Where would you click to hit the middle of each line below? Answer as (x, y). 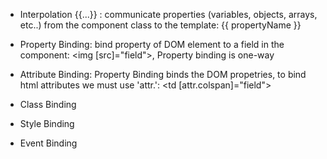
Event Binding (48, 143)
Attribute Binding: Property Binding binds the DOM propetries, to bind (163, 74)
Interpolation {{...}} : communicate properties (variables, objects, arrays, (168, 14)
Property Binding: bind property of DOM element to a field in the (152, 44)
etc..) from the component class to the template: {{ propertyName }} (160, 25)
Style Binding (47, 123)
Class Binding (48, 104)
